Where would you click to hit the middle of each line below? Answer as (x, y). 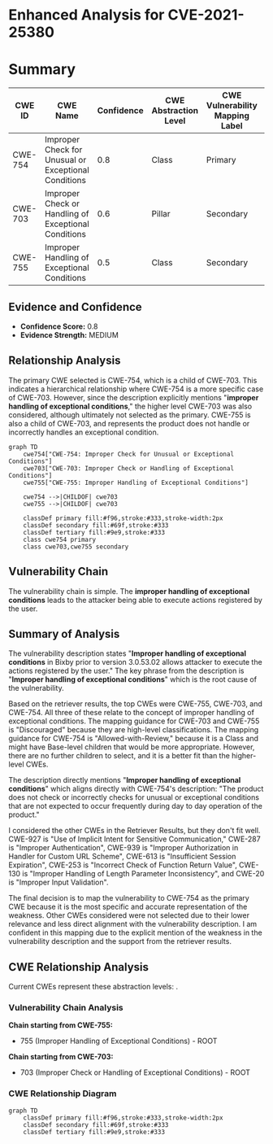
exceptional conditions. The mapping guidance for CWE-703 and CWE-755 (134, 721)
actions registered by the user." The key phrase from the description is (126, 671)
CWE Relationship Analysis (78, 967)
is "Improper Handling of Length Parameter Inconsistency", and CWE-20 (143, 874)
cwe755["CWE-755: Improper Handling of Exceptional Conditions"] (136, 482)
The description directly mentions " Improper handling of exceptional (125, 780)
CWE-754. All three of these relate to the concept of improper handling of (131, 713)
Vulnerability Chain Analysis (66, 1008)
